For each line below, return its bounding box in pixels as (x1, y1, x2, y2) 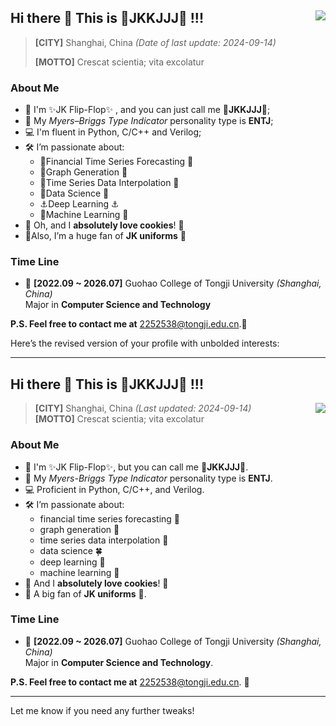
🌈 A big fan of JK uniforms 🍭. (24, 587, 147, 600)
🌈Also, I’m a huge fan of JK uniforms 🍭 (24, 230, 187, 242)
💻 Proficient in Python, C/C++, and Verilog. (24, 483, 205, 495)
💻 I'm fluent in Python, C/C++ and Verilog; (24, 126, 202, 138)
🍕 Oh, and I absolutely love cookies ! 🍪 (24, 219, 185, 231)
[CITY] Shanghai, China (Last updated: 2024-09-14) (34, 402, 252, 415)
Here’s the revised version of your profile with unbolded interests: (10, 337, 280, 350)
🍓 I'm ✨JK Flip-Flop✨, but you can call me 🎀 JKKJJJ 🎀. (24, 461, 249, 473)
